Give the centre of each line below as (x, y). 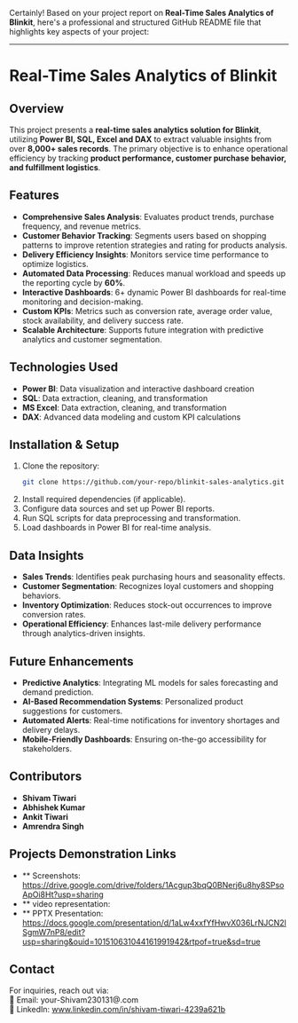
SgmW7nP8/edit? (54, 932)
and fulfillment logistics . (55, 167)
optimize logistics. (55, 264)
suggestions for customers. (72, 711)
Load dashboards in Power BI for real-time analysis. (116, 528)
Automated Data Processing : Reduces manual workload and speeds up (154, 273)
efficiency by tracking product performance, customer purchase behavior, (148, 158)
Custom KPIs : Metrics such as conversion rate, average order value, (147, 311)
